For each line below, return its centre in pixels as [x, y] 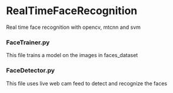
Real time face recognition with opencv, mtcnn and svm [74, 27]
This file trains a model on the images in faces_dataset [72, 55]
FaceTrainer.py [28, 42]
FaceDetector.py [30, 71]
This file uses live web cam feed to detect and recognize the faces [87, 83]
